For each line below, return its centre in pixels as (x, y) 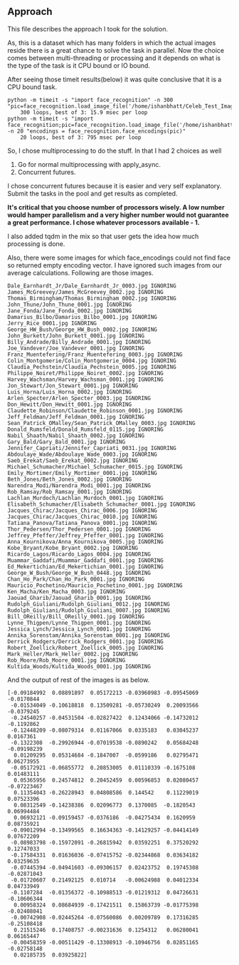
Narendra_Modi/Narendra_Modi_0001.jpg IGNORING (79, 485)
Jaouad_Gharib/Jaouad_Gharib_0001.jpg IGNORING (79, 598)
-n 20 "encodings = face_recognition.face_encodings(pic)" (97, 131)
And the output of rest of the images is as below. (79, 680)
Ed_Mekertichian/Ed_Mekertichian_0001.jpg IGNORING (85, 566)
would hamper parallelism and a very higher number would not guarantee (118, 215)
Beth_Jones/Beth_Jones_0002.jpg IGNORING (70, 479)
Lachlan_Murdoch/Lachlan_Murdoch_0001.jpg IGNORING (85, 498)
